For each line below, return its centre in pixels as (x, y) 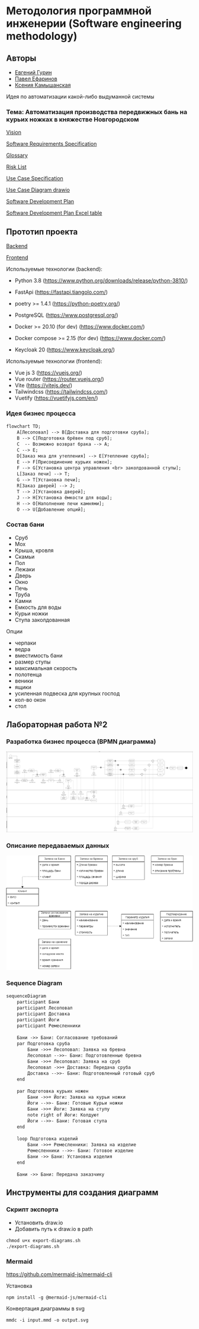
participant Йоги (38, 1020)
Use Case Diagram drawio (38, 190)
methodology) (42, 36)
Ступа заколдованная (42, 620)
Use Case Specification (35, 178)
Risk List (16, 167)
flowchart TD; (24, 426)
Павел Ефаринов (36, 79)
